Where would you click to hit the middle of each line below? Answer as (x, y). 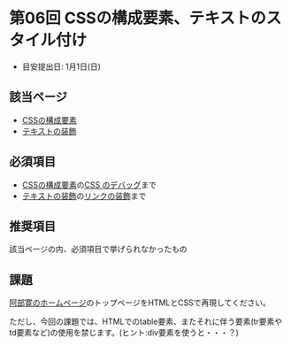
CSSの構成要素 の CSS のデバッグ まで (89, 185)
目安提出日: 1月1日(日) (61, 66)
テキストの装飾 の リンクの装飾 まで (84, 196)
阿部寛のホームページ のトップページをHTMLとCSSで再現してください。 (140, 303)
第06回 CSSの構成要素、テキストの (138, 18)
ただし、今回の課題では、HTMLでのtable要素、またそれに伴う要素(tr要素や (146, 322)
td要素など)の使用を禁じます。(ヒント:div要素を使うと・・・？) (124, 333)
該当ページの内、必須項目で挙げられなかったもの (98, 250)
